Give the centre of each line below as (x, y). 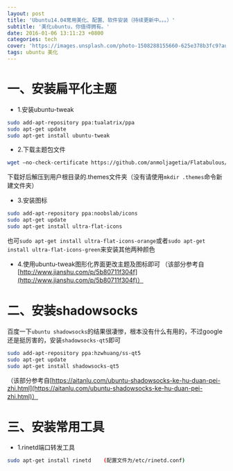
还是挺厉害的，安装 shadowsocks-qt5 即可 (64, 340)
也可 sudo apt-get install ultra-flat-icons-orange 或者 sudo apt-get (106, 240)
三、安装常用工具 (56, 427)
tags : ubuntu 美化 (33, 53)
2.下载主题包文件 (41, 149)
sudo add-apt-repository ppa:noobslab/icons (72, 214)
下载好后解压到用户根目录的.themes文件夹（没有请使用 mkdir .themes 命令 (112, 177)
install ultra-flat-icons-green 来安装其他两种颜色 (81, 249)
